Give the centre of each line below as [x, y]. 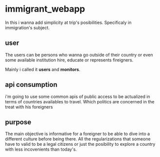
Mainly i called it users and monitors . [43, 69]
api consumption [31, 85]
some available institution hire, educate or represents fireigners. [69, 60]
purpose [18, 122]
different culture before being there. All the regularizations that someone [78, 139]
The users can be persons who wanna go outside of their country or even [79, 55]
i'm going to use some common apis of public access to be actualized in [78, 97]
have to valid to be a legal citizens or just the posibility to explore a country [80, 144]
